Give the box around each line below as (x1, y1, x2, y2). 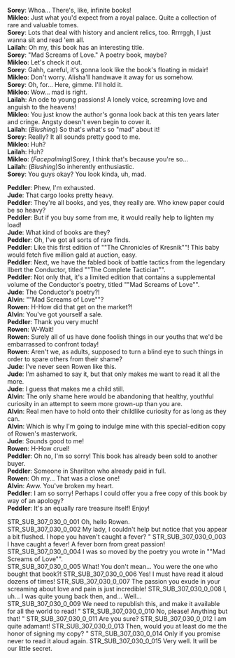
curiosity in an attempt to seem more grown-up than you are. (7, 400, 183, 408)
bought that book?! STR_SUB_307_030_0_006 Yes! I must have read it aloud (7, 570, 224, 578)
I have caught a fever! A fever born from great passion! (7, 540, 166, 548)
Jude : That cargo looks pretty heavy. (7, 191, 114, 199)
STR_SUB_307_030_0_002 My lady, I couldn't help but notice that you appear (7, 525, 228, 533)
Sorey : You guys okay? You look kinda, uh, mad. (7, 170, 147, 178)
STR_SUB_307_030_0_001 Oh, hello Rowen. (7, 518, 131, 525)
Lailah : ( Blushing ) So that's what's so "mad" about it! (7, 126, 160, 133)
